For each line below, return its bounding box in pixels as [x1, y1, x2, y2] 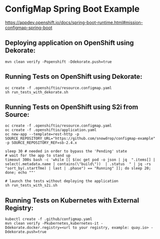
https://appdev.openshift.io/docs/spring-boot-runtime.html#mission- [5, 19, 143, 25]
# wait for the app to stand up [5, 153, 71, 158]
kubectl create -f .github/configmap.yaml [5, 217, 92, 222]
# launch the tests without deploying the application [5, 179, 119, 184]
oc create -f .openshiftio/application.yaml [5, 128, 97, 132]
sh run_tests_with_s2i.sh [5, 183, 57, 188]
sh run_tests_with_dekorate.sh [5, 90, 69, 94]
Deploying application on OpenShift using [5, 39, 134, 47]
